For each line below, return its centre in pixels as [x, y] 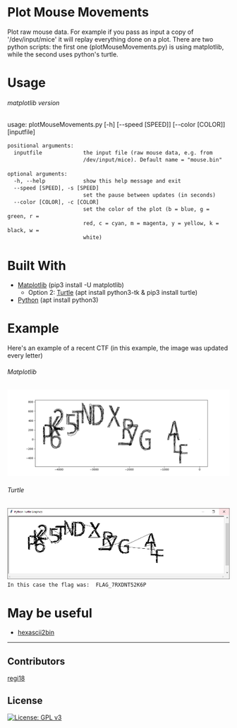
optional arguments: [38, 174]
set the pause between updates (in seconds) [150, 195]
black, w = [23, 231]
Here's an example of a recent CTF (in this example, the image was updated [118, 348]
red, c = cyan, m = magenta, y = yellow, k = [151, 224]
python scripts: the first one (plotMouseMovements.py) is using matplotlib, [116, 47]
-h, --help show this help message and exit [97, 181]
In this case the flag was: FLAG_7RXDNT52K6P [77, 585]
